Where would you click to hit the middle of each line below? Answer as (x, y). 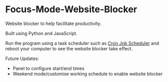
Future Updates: (22, 58)
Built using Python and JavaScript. (41, 33)
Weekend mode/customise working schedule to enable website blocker (88, 74)
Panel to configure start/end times (49, 68)
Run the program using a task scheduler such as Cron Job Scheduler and (82, 43)
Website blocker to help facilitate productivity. (53, 23)
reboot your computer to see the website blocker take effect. (69, 48)
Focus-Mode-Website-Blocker (71, 9)
